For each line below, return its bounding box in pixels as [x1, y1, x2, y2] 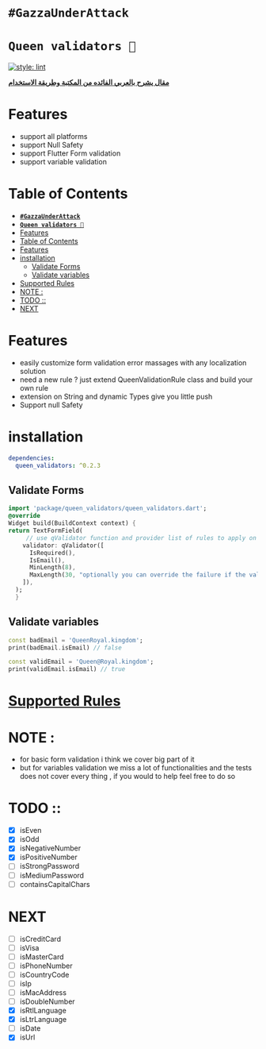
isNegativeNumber [19, 843, 82, 853]
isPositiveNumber [19, 852, 78, 862]
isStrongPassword [19, 862, 80, 871]
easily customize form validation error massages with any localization [19, 357, 247, 367]
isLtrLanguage [19, 1015, 67, 1024]
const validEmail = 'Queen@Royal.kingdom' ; [8, 658, 154, 666]
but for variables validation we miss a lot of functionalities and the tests [19, 763, 252, 773]
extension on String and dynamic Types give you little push [19, 391, 213, 401]
